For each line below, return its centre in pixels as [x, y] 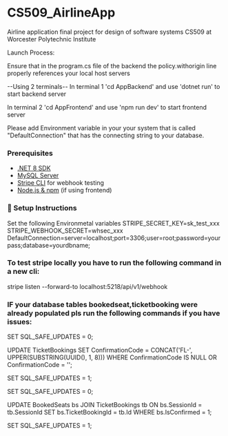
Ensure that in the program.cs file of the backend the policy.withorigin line [112, 66]
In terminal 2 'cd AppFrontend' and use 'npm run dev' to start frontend [107, 107]
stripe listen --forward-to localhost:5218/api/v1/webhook [87, 286]
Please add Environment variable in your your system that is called [102, 128]
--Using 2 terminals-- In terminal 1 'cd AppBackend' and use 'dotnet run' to [114, 86]
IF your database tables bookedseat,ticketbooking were [103, 304]
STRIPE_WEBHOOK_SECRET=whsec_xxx [65, 230]
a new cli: [23, 272]
